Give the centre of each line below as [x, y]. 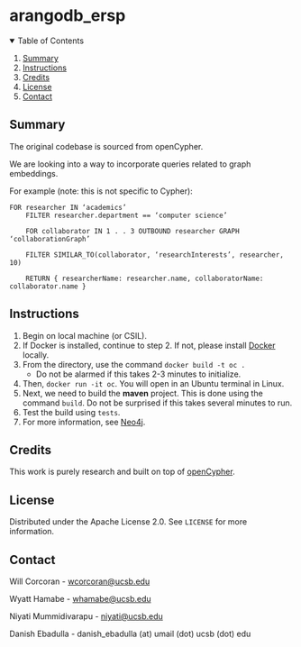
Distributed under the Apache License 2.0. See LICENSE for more [128, 522]
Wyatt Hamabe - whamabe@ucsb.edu [80, 599]
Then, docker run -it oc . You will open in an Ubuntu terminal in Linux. [153, 383]
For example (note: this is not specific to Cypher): [101, 191]
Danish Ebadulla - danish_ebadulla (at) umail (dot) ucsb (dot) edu [130, 633]
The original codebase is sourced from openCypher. [106, 146]
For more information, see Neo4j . [84, 422]
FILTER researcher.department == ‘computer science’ [127, 215]
